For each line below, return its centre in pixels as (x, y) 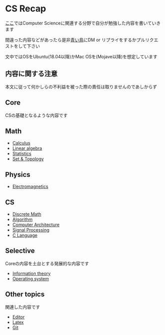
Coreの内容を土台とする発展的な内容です (47, 263)
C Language (25, 235)
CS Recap (26, 9)
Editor (18, 317)
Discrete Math (27, 214)
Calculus (21, 143)
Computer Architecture (36, 225)
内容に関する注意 (31, 74)
